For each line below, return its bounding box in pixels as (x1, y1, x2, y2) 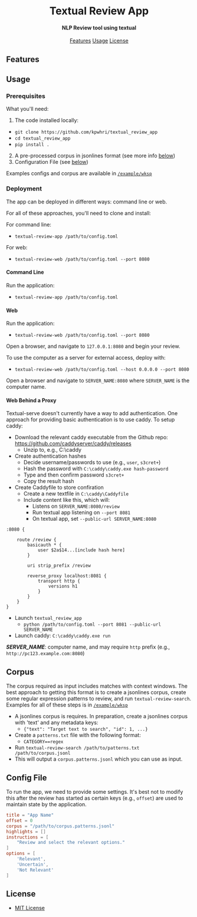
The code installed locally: (14, 117, 78, 124)
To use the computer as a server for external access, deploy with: (6, 354, 166, 361)
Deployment (6, 185, 42, 193)
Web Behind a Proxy (6, 396, 57, 404)
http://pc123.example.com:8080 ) (6, 650, 85, 657)
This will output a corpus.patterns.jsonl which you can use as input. (14, 755, 183, 762)
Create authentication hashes (14, 452, 87, 460)
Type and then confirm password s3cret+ (23, 471, 124, 478)
